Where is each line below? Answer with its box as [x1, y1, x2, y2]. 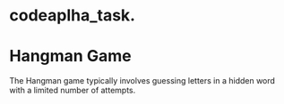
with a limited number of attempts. [9, 85, 136, 96]
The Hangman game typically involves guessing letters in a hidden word [9, 76, 276, 86]
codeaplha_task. [9, 5, 136, 26]
